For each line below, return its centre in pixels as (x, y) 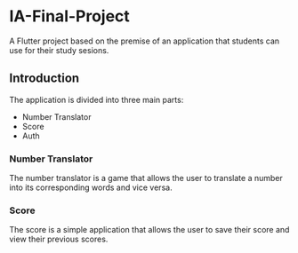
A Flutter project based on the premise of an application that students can (145, 41)
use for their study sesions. (59, 50)
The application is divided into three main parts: (97, 99)
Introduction (44, 79)
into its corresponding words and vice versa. (91, 187)
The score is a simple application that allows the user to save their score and (149, 230)
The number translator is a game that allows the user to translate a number (146, 178)
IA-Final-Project (70, 16)
